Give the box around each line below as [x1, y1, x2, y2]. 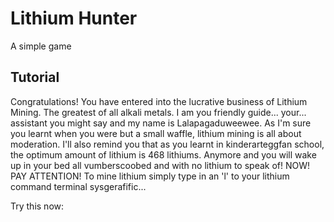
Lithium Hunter [10, 7, 138, 30]
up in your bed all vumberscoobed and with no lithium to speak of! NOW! [10, 159, 311, 171]
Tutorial [10, 69, 60, 86]
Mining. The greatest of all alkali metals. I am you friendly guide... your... [10, 106, 307, 118]
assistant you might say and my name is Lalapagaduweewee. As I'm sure [10, 117, 312, 129]
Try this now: [10, 200, 65, 212]
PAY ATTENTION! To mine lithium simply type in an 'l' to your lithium [10, 170, 290, 182]
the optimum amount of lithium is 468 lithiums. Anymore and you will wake [10, 148, 317, 161]
